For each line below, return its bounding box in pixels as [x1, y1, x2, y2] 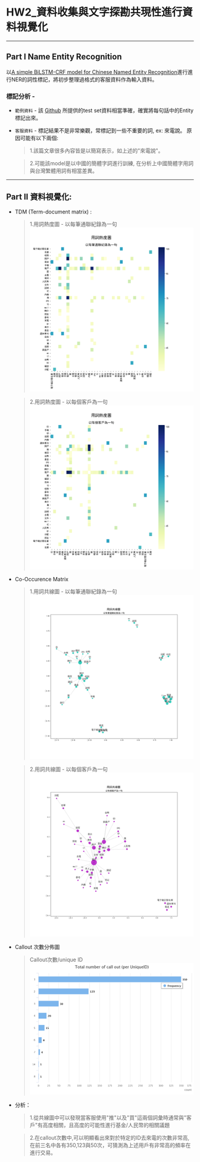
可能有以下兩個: [20, 135, 58, 142]
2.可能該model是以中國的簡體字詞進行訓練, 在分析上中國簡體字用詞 [29, 160, 193, 167]
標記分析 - [6, 92, 35, 100]
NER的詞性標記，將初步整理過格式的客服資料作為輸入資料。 [11, 76, 158, 83]
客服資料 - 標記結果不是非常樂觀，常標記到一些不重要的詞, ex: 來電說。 [14, 127, 186, 134]
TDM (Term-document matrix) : [14, 208, 92, 215]
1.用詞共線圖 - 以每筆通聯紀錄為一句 [29, 588, 117, 595]
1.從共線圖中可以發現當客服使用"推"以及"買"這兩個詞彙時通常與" [29, 1114, 186, 1121]
